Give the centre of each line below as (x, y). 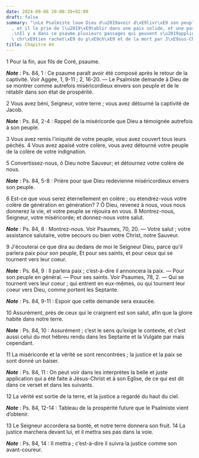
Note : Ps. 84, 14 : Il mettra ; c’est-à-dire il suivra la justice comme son (92, 443)
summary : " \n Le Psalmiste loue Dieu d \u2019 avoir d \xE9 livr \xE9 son (92, 23)
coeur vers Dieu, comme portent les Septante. (62, 289)
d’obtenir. (18, 414)
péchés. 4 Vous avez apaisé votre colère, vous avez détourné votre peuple (97, 145)
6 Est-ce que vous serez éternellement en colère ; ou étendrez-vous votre (97, 198)
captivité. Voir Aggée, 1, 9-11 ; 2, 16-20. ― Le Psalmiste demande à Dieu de (97, 79)
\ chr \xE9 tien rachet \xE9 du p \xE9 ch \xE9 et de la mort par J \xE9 (95, 39)
